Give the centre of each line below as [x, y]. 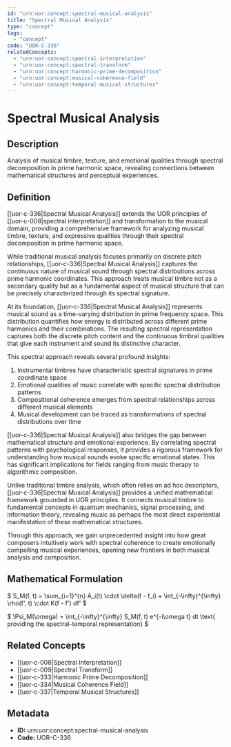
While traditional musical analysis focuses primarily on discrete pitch [104, 257]
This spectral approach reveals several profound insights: [89, 357]
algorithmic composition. [42, 472]
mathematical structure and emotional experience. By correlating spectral [112, 443]
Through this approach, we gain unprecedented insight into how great [107, 535]
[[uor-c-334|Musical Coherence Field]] [73, 684]
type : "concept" [30, 26]
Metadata [28, 713]
